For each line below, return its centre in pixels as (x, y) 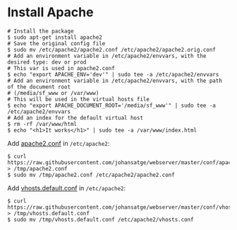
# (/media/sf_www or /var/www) (53, 93)
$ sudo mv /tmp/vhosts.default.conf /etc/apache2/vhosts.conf (101, 219)
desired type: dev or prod (47, 62)
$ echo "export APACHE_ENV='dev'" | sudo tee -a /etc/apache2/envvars (113, 74)
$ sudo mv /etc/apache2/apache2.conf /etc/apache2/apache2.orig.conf (112, 50)
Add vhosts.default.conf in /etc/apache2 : (67, 188)
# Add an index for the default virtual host (75, 117)
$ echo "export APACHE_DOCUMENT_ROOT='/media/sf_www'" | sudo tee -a (112, 105)
